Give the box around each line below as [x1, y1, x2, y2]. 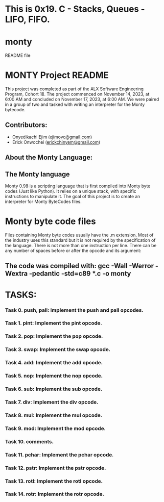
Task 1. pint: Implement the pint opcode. [5, 320, 102, 326]
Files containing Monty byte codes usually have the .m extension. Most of [5, 232, 154, 238]
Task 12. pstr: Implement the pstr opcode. [5, 464, 106, 471]
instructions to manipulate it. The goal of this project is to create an [5, 194, 141, 200]
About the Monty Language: [5, 153, 93, 162]
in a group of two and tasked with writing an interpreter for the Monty [5, 101, 145, 107]
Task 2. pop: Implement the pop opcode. [5, 333, 103, 340]
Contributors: [5, 121, 47, 129]
